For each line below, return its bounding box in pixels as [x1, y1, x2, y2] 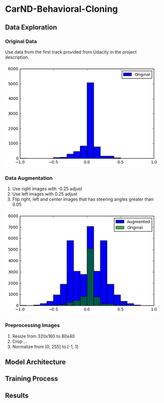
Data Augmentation [5, 174, 53, 181]
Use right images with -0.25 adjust [12, 186, 82, 192]
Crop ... [12, 338, 28, 344]
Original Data [5, 38, 37, 45]
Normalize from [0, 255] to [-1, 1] [12, 343, 79, 349]
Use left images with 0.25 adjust [12, 191, 78, 197]
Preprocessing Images [5, 322, 60, 329]
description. [5, 54, 29, 60]
